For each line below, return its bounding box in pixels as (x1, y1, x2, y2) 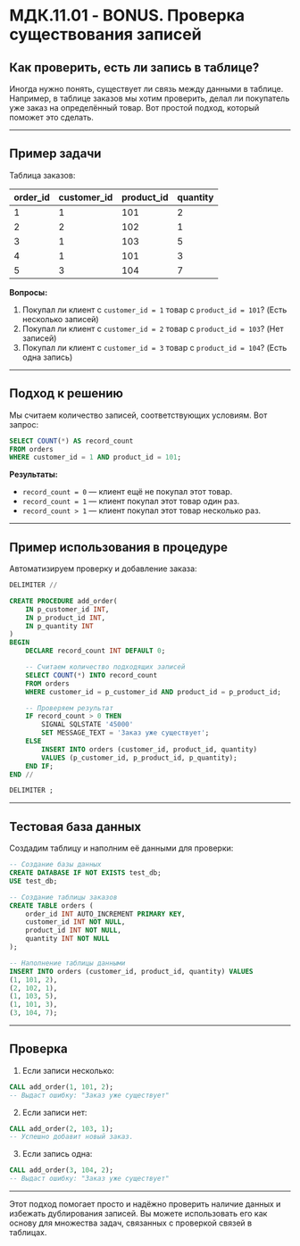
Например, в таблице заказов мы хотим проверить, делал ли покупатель (9, 93, 290, 104)
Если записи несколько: (21, 1065, 114, 1076)
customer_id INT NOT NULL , (25, 918, 126, 926)
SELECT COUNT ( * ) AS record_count (9, 436, 134, 445)
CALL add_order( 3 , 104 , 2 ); (9, 1166, 114, 1175)
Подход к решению (9, 386, 123, 402)
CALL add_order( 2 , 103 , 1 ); (9, 1124, 114, 1134)
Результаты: (9, 469, 58, 480)
